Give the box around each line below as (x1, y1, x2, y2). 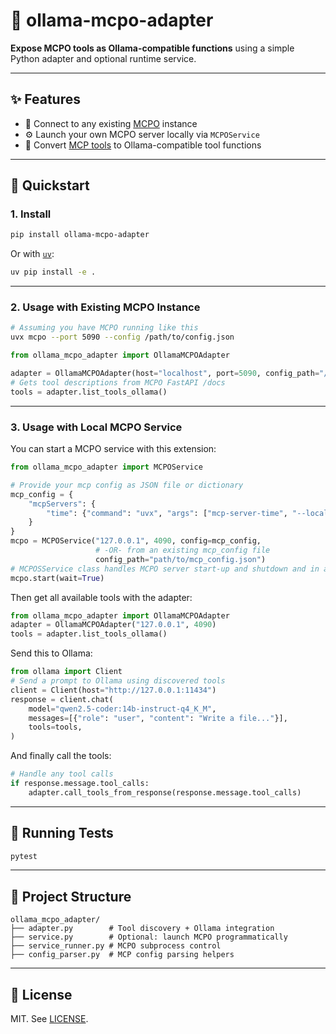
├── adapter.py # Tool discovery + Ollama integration (10, 924, 275, 934)
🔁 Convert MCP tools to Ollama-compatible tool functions (24, 139, 262, 151)
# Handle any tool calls (10, 769, 114, 779)
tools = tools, (28, 722, 83, 733)
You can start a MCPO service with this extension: (10, 443, 217, 455)
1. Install (10, 207, 52, 221)
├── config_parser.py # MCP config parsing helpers (10, 950, 235, 960)
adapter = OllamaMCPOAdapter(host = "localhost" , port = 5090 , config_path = (10, 369, 320, 379)
